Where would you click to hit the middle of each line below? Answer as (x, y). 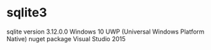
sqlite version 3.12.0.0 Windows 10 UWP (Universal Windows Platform (105, 32)
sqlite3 (27, 13)
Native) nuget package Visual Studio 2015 (66, 38)
